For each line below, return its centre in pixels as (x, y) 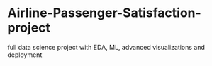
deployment (25, 55)
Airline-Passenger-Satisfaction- (105, 13)
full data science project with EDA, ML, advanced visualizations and (106, 47)
